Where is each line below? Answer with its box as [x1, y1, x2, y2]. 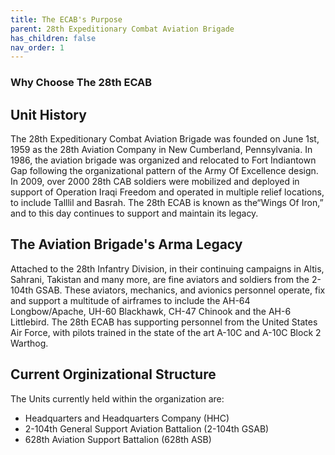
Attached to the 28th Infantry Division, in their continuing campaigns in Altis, [10, 262, 325, 275]
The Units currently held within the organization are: [10, 392, 225, 405]
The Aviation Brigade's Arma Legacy [10, 236, 243, 253]
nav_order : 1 [10, 42, 65, 53]
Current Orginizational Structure [10, 366, 217, 383]
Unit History [10, 106, 87, 123]
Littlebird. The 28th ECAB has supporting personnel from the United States [10, 316, 318, 328]
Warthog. [10, 337, 49, 349]
